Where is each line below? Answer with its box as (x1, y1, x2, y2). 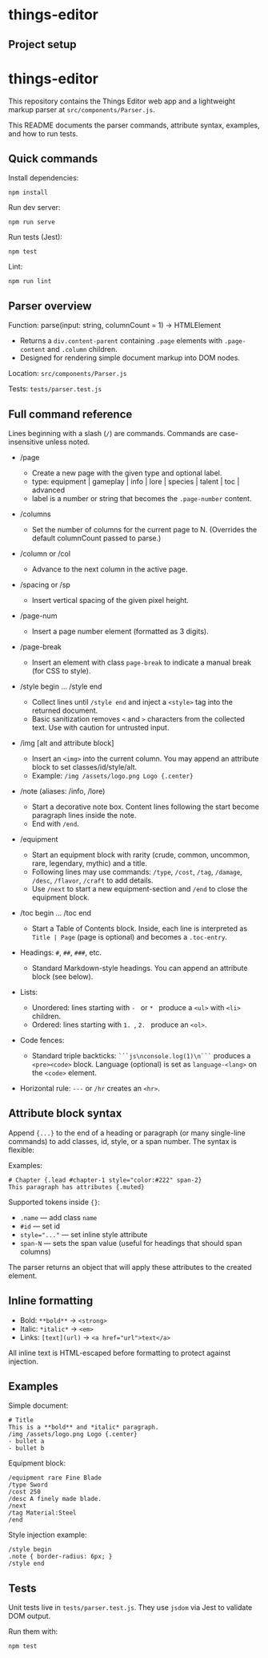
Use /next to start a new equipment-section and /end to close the (31, 884, 248, 893)
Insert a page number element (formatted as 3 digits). (31, 626, 210, 636)
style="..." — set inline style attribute (19, 1229, 148, 1239)
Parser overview (8, 299, 92, 313)
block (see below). (31, 972, 94, 981)
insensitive (8, 437, 44, 447)
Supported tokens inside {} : (8, 1197, 100, 1207)
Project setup (8, 38, 78, 51)
